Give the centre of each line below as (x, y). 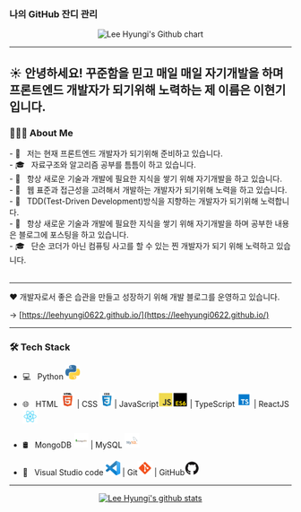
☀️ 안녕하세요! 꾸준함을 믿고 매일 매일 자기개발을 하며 (146, 73)
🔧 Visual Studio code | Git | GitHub (103, 473)
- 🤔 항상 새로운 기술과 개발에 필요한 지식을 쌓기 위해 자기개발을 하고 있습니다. (146, 178)
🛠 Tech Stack (40, 347)
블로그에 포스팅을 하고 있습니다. (73, 234)
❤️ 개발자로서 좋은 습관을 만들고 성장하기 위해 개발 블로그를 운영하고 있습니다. (145, 297)
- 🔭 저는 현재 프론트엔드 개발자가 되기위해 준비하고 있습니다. (116, 153)
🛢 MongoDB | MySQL (72, 445)
